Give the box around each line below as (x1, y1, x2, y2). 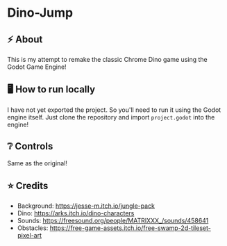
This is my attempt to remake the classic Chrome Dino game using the (7, 56, 208, 63)
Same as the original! (7, 158, 68, 167)
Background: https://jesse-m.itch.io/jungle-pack (17, 202, 155, 210)
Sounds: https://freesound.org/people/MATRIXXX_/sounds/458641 (17, 217, 209, 225)
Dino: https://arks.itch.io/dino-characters (17, 209, 135, 218)
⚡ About (7, 33, 43, 45)
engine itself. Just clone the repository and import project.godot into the (7, 113, 215, 121)
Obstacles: (17, 224, 49, 232)
